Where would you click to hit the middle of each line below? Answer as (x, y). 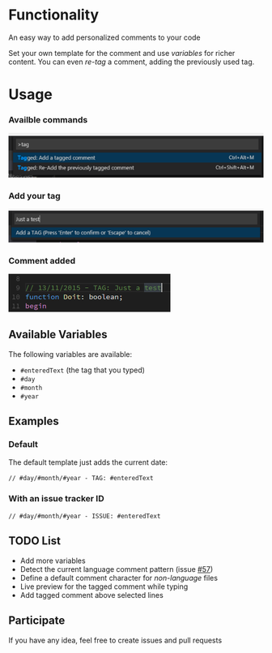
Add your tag (34, 195)
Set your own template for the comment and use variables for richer (122, 53)
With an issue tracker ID (56, 498)
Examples (34, 421)
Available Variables (58, 335)
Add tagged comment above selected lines (91, 595)
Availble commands (48, 120)
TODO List (34, 541)
